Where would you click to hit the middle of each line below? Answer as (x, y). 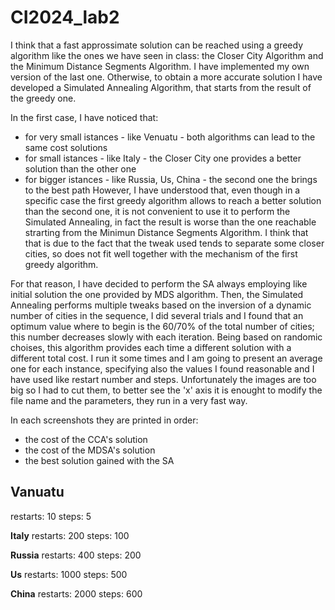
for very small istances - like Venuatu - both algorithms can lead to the (170, 137)
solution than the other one (80, 168)
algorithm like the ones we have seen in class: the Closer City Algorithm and (167, 55)
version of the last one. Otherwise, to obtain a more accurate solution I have (166, 77)
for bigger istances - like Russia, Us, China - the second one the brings (171, 179)
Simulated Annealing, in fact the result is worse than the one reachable (170, 222)
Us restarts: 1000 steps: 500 (69, 574)
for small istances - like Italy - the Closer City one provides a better (163, 158)
